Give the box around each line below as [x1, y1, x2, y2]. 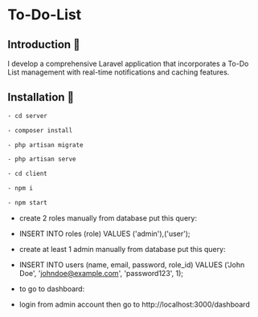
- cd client [7, 170, 47, 178]
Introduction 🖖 [7, 38, 81, 51]
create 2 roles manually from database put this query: [18, 213, 198, 222]
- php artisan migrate [7, 140, 84, 149]
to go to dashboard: [18, 283, 85, 294]
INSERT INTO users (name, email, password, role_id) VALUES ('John [18, 259, 245, 270]
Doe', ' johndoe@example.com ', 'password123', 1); [18, 268, 184, 278]
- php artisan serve [7, 155, 77, 164]
